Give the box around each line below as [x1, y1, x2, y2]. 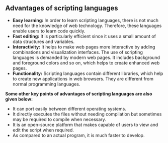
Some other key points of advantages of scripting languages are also [5, 90, 152, 96]
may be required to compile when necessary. [12, 116, 107, 122]
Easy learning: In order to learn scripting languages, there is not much [12, 17, 159, 23]
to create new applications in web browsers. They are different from [12, 75, 153, 81]
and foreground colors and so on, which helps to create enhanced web [12, 59, 160, 65]
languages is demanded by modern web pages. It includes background [12, 54, 160, 60]
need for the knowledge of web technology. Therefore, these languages [12, 22, 162, 28]
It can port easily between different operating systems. [12, 105, 127, 111]
